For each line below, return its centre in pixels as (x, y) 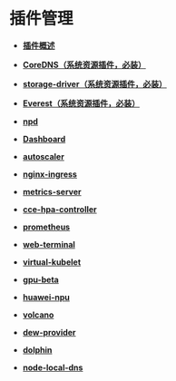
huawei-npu (46, 297)
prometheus (46, 227)
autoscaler (44, 156)
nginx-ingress (49, 174)
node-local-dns (53, 367)
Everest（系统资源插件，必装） (81, 103)
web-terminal (49, 244)
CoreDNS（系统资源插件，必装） (84, 64)
